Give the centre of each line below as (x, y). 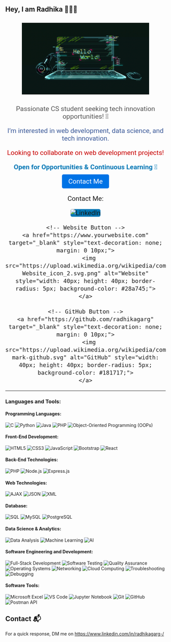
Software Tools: (22, 585)
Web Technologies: (26, 483)
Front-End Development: (32, 437)
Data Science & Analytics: (33, 528)
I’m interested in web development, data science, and (85, 131)
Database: (17, 505)
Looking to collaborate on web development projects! (85, 153)
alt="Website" (126, 273)
